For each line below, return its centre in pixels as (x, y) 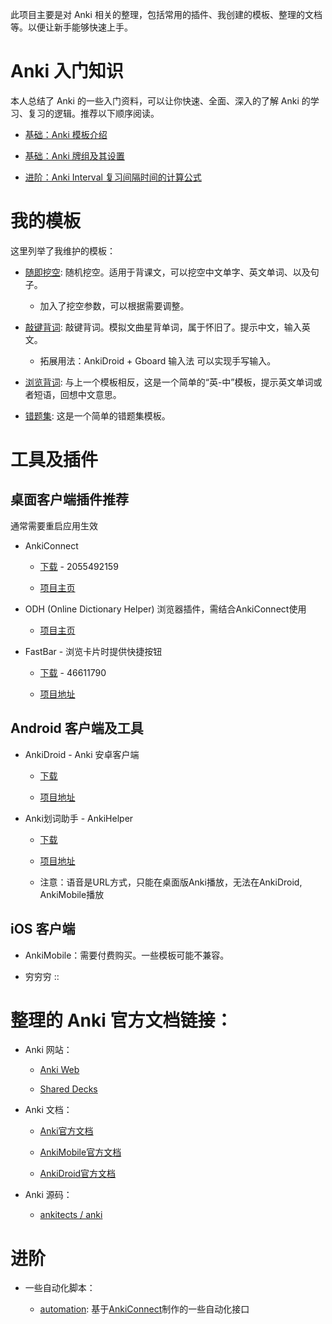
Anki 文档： (48, 1110)
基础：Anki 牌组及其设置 (74, 155)
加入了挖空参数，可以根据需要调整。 (114, 305)
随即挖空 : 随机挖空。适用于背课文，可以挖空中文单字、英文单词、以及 (167, 272)
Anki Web (59, 1070)
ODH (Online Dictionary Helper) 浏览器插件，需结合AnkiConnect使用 (165, 609)
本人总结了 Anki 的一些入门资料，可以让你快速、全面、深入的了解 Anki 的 (160, 100)
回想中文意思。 (90, 394)
